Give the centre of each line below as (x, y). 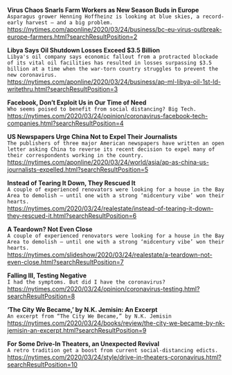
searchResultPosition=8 (41, 296)
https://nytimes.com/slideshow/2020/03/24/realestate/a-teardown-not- (110, 255)
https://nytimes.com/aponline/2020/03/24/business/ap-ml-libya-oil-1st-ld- (114, 82)
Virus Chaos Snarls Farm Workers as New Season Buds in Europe (103, 10)
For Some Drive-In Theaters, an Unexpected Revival (83, 344)
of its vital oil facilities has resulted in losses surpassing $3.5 (110, 63)
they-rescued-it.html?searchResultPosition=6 (72, 216)
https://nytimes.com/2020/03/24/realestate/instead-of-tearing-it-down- (110, 208)
